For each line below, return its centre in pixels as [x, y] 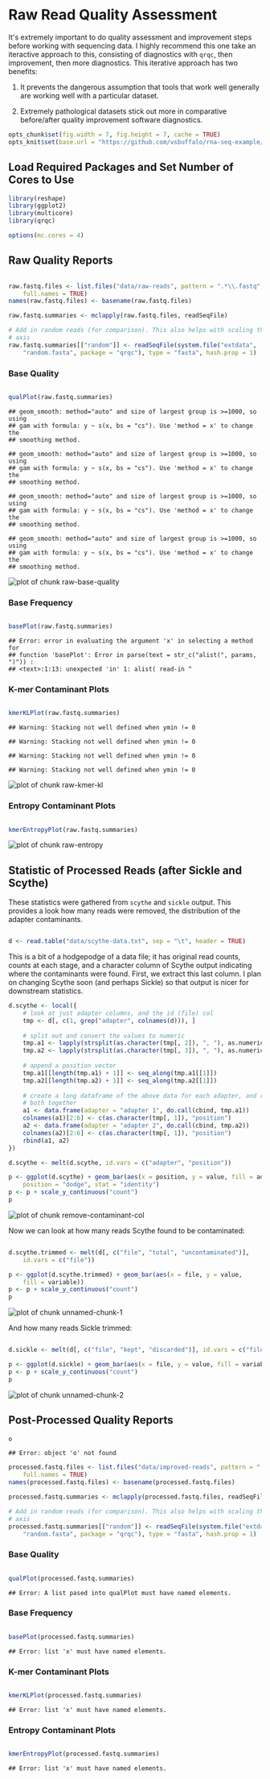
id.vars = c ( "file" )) [59, 1260]
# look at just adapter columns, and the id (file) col [119, 1013]
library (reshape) [37, 198]
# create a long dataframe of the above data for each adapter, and [140, 1095]
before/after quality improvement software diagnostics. [111, 119]
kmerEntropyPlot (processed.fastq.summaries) [84, 1754]
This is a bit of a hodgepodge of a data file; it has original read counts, [125, 957]
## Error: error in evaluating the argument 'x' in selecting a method [131, 641]
